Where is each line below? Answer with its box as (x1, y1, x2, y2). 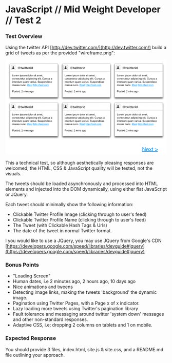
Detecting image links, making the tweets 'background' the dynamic (12, 289, 157, 295)
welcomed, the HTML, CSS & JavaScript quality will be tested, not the (5, 165, 153, 171)
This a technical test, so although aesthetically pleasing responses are (5, 159, 154, 166)
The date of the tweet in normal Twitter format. (12, 227, 112, 234)
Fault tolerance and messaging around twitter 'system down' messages (12, 311, 164, 317)
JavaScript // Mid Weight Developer (5, 4, 161, 15)
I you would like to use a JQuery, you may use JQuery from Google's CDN (5, 237, 162, 244)
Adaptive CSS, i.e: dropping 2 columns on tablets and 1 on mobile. (12, 322, 152, 328)
